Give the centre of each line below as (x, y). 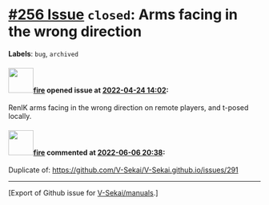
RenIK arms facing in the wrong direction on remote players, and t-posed (128, 108)
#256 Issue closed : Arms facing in (123, 15)
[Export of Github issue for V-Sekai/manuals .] (83, 193)
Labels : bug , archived (43, 53)
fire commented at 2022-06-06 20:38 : (99, 152)
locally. (20, 116)
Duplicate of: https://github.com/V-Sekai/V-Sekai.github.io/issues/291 (123, 170)
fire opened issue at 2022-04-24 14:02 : (101, 90)
